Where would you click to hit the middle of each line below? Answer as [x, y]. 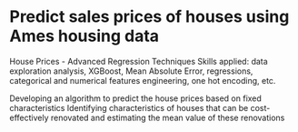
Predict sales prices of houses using [149, 17]
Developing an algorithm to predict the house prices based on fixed [135, 98]
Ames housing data [84, 36]
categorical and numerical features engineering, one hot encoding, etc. [143, 80]
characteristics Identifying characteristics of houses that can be [129, 107]
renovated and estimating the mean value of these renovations [168, 117]
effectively [29, 117]
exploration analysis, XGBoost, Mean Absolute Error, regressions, [131, 71]
